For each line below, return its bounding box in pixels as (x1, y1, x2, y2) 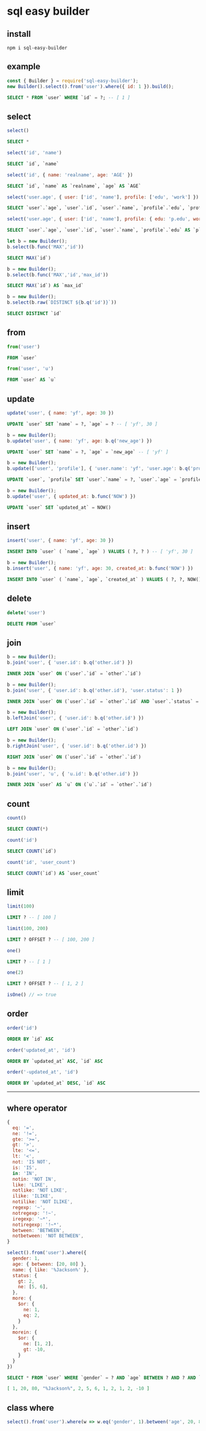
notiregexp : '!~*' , (12, 1222, 62, 1228)
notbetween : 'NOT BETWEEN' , (12, 1233, 84, 1239)
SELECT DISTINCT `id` (7, 310, 62, 317)
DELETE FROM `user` (7, 620, 57, 627)
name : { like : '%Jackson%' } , (12, 1266, 89, 1273)
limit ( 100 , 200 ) (7, 925, 48, 931)
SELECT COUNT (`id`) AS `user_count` (7, 870, 100, 876)
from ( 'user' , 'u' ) (7, 366, 54, 372)
